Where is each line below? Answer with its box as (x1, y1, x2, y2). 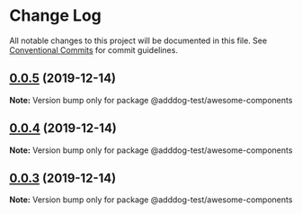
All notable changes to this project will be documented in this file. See (9, 35, 268, 46)
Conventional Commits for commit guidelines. (9, 44, 178, 55)
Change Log (9, 5, 102, 26)
